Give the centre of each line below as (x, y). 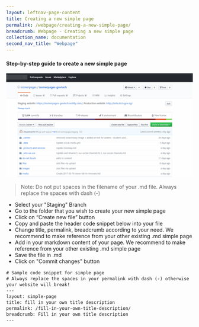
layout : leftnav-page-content (44, 12)
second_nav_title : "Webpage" (42, 44)
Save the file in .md (38, 255)
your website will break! (38, 285)
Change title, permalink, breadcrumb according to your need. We (94, 230)
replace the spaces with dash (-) (60, 193)
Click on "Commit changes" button (57, 261)
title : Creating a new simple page (50, 19)
